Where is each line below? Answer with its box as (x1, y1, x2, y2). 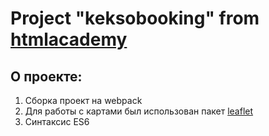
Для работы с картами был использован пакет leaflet (24, 105, 254, 117)
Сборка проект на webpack (24, 95, 143, 106)
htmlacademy (10, 28, 128, 51)
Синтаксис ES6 (24, 116, 90, 127)
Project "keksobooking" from (10, 7, 260, 30)
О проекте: (10, 68, 83, 85)
